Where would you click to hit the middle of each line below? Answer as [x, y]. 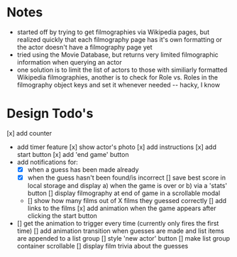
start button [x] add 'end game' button [73, 154]
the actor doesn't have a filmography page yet [84, 47]
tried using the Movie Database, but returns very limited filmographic [118, 55]
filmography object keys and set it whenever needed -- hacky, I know [118, 84]
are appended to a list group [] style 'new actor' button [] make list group [123, 238]
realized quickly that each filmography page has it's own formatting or [120, 39]
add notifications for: [48, 162]
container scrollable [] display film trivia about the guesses [103, 246]
